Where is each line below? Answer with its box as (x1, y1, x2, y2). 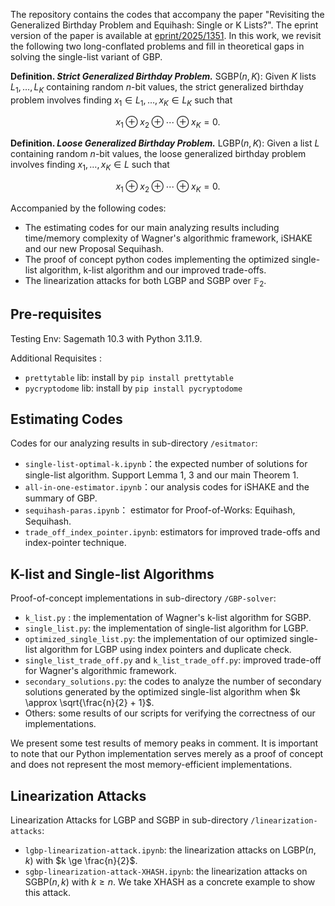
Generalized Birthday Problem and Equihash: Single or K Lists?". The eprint (10, 19, 319, 31)
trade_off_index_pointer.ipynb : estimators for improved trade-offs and (24, 526, 321, 538)
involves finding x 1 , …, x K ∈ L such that (10, 159, 170, 173)
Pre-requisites (10, 306, 102, 323)
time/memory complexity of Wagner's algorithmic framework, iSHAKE (24, 232, 313, 244)
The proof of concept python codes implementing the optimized (24, 253, 290, 265)
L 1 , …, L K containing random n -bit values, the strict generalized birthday (10, 81, 304, 95)
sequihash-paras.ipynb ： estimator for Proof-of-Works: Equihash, (24, 504, 296, 516)
